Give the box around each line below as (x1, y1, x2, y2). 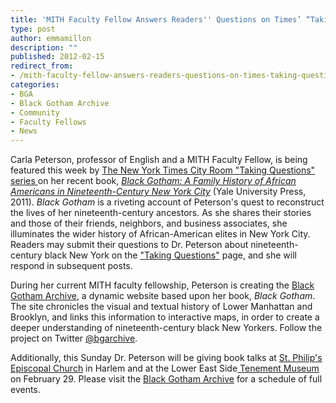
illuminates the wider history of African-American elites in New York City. (10, 228, 311, 240)
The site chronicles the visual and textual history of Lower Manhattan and (10, 301, 313, 313)
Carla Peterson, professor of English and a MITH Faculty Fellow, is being (10, 154, 308, 166)
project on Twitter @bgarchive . (10, 332, 138, 345)
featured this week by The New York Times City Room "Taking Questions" (10, 164, 316, 176)
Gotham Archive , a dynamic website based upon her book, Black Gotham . (10, 290, 316, 302)
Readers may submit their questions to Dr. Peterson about (10, 239, 249, 251)
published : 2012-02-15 (10, 52, 105, 62)
